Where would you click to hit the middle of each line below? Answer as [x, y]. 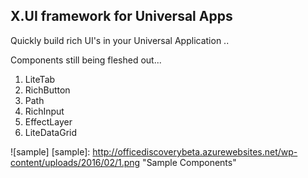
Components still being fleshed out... [86, 60]
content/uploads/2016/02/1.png [75, 162]
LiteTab [40, 79]
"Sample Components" [189, 162]
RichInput [44, 111]
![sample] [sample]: [50, 151]
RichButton [47, 90]
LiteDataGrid [50, 132]
